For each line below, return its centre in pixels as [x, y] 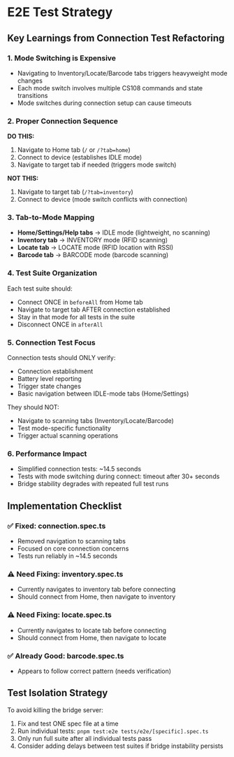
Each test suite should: [40, 289]
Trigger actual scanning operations [68, 436]
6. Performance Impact [47, 454]
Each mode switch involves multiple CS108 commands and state [110, 88]
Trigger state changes [49, 387]
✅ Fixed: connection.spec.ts [57, 526]
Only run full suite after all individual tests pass [85, 738]
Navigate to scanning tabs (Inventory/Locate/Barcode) [96, 421]
